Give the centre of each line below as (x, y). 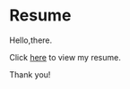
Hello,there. (31, 40)
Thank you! (30, 74)
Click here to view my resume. (65, 57)
